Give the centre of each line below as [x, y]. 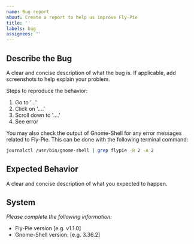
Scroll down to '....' [38, 115]
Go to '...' [26, 102]
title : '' [19, 23]
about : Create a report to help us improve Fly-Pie [72, 17]
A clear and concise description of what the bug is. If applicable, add [91, 73]
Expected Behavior [43, 169]
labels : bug [21, 28]
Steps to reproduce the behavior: [47, 91]
